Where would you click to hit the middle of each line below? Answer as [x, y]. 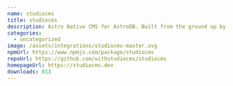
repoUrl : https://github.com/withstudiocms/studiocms [87, 59]
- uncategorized [37, 40]
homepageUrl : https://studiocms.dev [60, 65]
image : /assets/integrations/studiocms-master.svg [82, 46]
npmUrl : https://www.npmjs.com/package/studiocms [81, 53]
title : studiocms [32, 20]
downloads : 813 [29, 71]
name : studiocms [31, 14]
